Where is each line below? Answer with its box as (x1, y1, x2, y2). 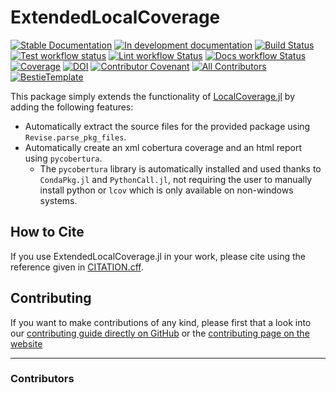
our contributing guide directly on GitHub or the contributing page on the (10, 327, 310, 339)
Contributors (10, 372, 75, 386)
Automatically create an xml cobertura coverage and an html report (24, 141, 302, 153)
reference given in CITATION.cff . (10, 261, 144, 273)
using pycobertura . (24, 152, 103, 164)
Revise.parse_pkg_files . (24, 131, 127, 143)
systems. (39, 194, 78, 206)
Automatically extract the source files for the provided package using (24, 120, 311, 132)
